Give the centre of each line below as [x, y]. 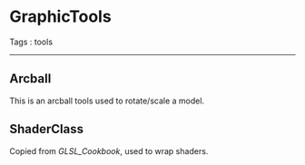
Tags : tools [31, 42]
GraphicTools [60, 17]
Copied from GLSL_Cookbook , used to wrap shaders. [109, 150]
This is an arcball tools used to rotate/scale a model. [107, 101]
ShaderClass [47, 129]
